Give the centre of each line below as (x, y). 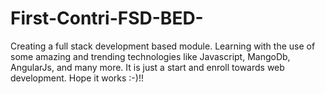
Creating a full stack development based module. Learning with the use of (163, 46)
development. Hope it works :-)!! (77, 78)
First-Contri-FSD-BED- (107, 18)
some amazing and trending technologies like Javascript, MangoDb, (150, 56)
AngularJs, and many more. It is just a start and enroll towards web (147, 67)
